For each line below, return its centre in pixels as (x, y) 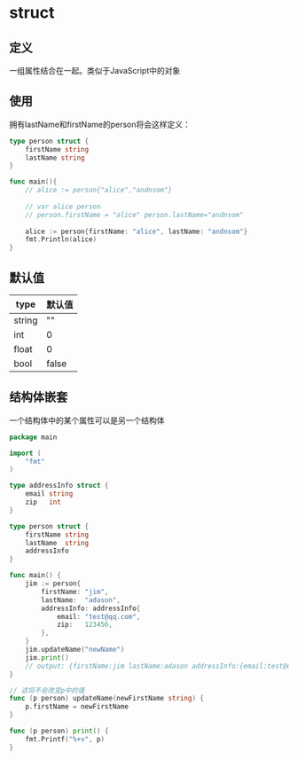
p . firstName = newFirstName (77, 707)
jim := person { (53, 584)
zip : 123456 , (85, 625)
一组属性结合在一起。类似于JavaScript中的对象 (95, 71)
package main (33, 437)
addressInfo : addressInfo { (91, 608)
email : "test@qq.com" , (98, 616)
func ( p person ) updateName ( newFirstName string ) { (106, 699)
